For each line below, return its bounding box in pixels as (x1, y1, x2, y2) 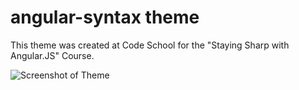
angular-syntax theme (10, 6, 200, 29)
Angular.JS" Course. (10, 49, 95, 61)
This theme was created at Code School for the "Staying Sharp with (10, 39, 290, 51)
